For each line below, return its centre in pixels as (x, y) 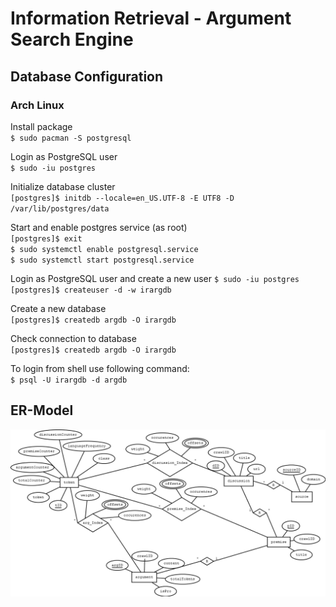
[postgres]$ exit (46, 238)
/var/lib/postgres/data (60, 208)
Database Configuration (87, 76)
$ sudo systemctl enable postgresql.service (104, 249)
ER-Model (42, 410)
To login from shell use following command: (100, 368)
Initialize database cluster (63, 186)
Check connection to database (73, 338)
